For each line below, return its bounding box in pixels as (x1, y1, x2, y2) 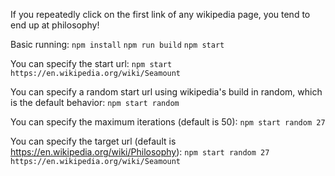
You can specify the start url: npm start (10, 58, 173, 69)
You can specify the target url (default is (10, 135, 177, 147)
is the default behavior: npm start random (10, 97, 180, 108)
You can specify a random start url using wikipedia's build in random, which (10, 86, 323, 98)
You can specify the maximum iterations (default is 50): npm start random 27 (10, 116, 326, 128)
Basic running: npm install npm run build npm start (10, 39, 225, 50)
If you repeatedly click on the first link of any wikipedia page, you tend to (10, 9, 311, 20)
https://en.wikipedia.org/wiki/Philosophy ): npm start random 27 (10, 146, 270, 158)
